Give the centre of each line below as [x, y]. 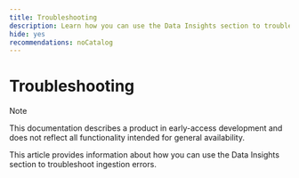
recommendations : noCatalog [61, 42]
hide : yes [28, 34]
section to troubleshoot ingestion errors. [83, 165]
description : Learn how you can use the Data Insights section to [135, 26]
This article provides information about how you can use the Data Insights [145, 155]
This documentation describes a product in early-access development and [146, 128]
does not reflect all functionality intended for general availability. [127, 138]
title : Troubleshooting [53, 17]
